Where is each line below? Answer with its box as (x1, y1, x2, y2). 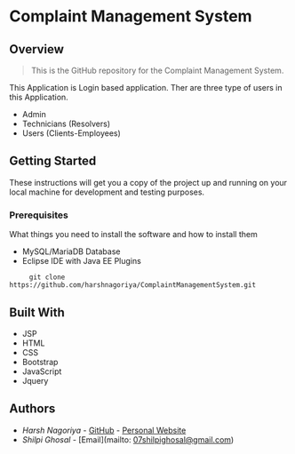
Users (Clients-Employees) (21, 128, 122, 139)
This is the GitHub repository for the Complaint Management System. (30, 65, 284, 76)
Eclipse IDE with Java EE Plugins (21, 256, 142, 267)
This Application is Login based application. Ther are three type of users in (9, 83, 283, 92)
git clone (28, 273, 66, 282)
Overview (9, 42, 65, 57)
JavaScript (21, 366, 62, 377)
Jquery (21, 375, 49, 386)
